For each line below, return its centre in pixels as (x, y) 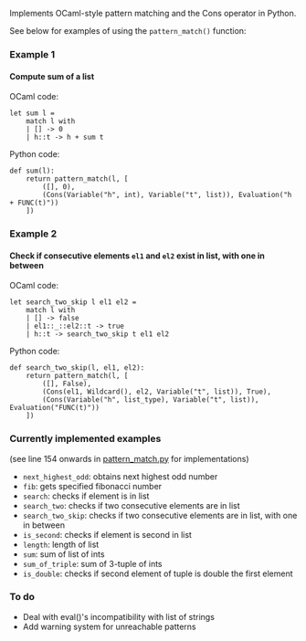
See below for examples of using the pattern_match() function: (128, 31)
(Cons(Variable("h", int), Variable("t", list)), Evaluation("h (167, 195)
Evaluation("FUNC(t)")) (55, 408)
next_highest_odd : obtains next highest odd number (120, 476)
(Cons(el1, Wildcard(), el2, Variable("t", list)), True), (157, 392)
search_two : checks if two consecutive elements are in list (131, 505)
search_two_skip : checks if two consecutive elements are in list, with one (160, 515)
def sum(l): (32, 171)
